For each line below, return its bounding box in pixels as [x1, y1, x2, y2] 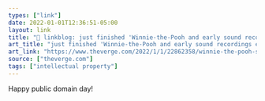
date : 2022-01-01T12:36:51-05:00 [8, 19, 118, 27]
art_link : [8, 48, 41, 56]
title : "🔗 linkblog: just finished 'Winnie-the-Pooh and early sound [8, 33, 242, 41]
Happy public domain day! [8, 84, 93, 93]
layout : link [8, 26, 51, 34]
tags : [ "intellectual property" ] [8, 63, 118, 70]
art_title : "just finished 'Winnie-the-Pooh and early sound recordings [8, 41, 252, 49]
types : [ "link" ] [8, 11, 62, 20]
